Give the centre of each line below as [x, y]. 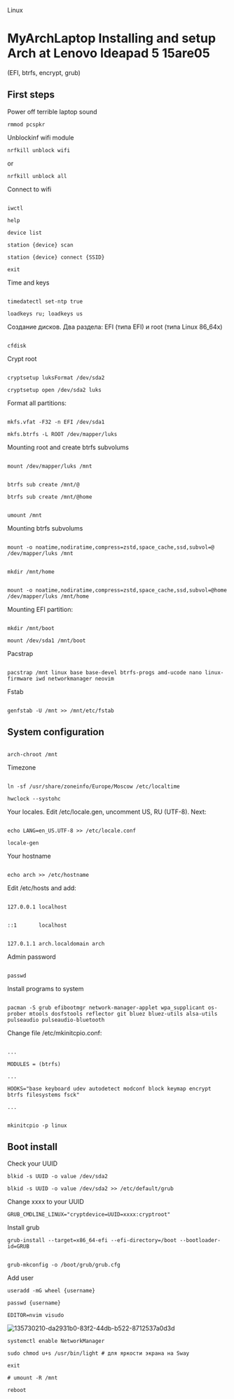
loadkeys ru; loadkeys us [45, 314]
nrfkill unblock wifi [39, 150]
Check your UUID [33, 1163]
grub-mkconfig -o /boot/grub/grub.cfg [64, 1265]
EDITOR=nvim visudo [36, 1316]
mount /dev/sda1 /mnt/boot [47, 641]
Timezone [22, 767]
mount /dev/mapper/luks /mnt [50, 466]
